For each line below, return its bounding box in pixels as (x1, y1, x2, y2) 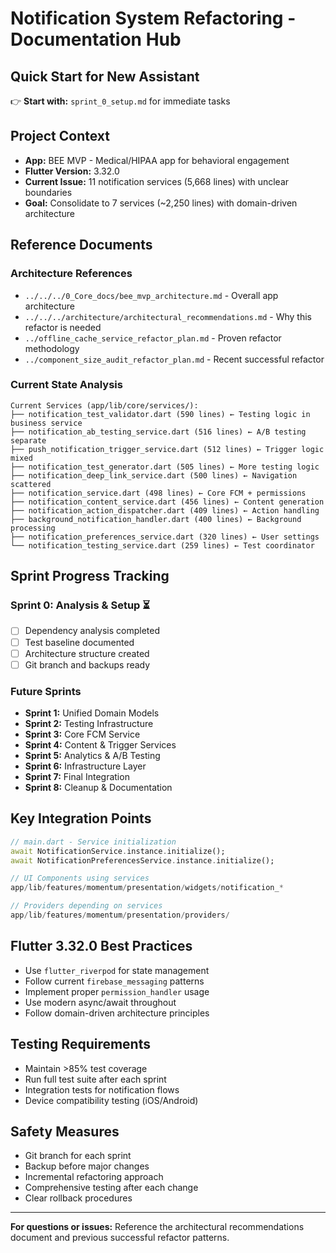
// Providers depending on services (10, 901, 163, 911)
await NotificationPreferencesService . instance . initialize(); (10, 855, 275, 866)
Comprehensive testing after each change (24, 1182, 199, 1194)
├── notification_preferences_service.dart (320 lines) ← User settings (10, 532, 320, 542)
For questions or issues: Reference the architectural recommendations (10, 1221, 305, 1233)
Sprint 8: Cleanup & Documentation (24, 782, 173, 794)
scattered (10, 479, 52, 489)
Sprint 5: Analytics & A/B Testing (24, 750, 161, 762)
